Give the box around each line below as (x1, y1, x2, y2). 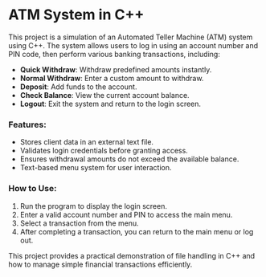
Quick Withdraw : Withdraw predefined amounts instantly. (19, 64, 212, 74)
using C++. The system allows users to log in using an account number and (8, 40, 259, 50)
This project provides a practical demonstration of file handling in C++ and (8, 251, 256, 260)
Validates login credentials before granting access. (19, 146, 189, 156)
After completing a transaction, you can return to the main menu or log (19, 226, 254, 236)
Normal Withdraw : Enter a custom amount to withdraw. (19, 73, 204, 83)
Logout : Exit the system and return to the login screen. (19, 99, 202, 108)
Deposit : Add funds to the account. (19, 82, 137, 92)
